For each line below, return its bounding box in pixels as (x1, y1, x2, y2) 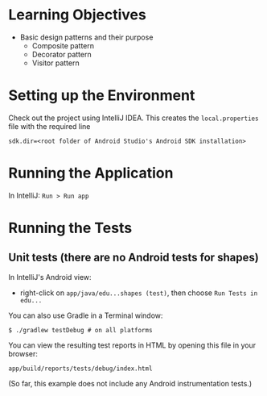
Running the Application (8, 164, 174, 182)
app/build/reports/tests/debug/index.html (8, 365, 153, 373)
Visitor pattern (31, 58, 80, 68)
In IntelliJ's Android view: (8, 272, 92, 281)
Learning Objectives (8, 6, 146, 24)
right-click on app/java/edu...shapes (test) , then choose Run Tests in (19, 288, 258, 298)
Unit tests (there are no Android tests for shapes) (8, 251, 259, 265)
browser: (8, 348, 39, 358)
